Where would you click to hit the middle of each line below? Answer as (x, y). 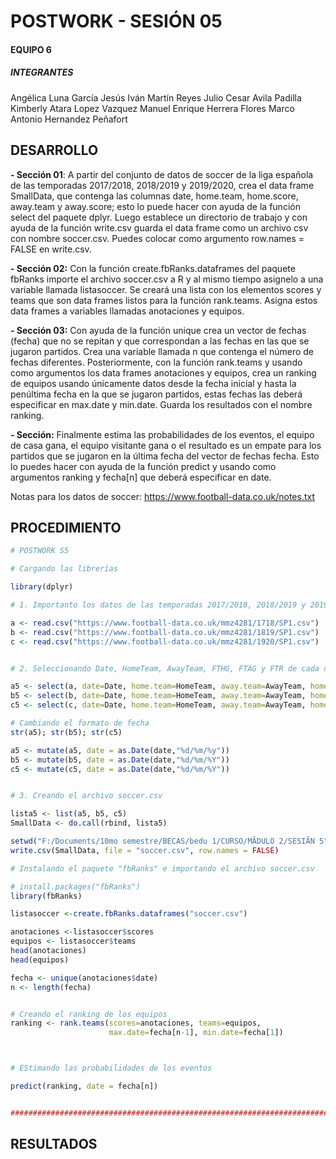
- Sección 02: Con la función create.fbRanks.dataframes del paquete (153, 268)
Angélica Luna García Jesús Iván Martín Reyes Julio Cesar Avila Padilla (156, 97)
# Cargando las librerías (64, 569)
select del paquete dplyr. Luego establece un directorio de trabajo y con (159, 217)
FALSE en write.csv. (51, 249)
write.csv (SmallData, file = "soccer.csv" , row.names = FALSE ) (145, 850)
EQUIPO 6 (31, 49)
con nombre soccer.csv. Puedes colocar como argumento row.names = (157, 238)
